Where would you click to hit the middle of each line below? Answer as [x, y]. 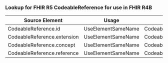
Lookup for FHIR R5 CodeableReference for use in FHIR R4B [79, 7]
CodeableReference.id [34, 29]
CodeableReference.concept [41, 45]
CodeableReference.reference [43, 53]
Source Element [43, 20]
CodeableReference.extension [43, 37]
